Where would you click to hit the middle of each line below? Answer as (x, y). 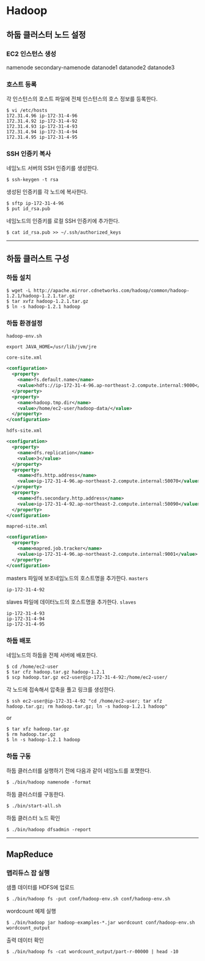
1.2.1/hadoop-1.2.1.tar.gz (41, 296)
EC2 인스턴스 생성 (31, 54)
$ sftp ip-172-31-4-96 (35, 204)
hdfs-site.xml (24, 431)
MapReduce (30, 854)
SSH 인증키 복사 (29, 154)
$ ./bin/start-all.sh (34, 806)
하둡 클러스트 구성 (38, 259)
